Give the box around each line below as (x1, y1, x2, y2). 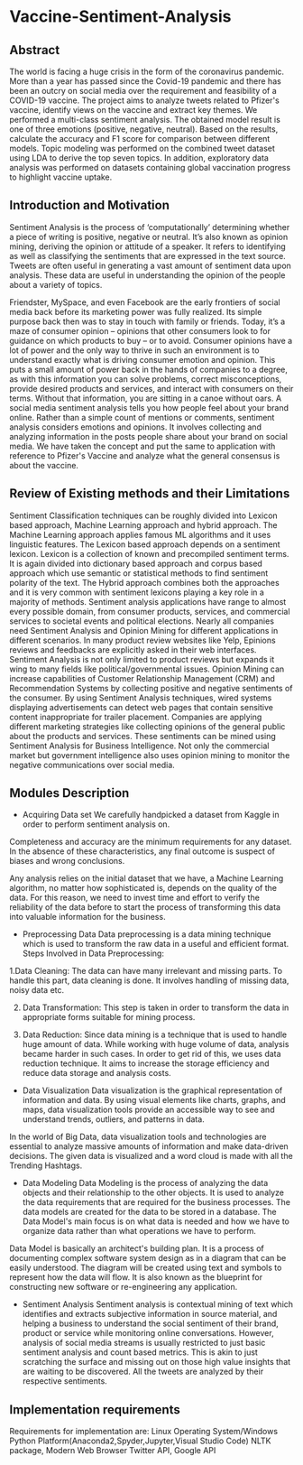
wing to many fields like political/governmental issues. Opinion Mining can (9, 663, 285, 674)
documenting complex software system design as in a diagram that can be (9, 1253, 287, 1264)
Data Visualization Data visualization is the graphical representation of (22, 1085, 283, 1096)
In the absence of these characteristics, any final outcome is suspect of (9, 846, 275, 857)
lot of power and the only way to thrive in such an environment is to (9, 345, 260, 356)
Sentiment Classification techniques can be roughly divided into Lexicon (9, 510, 278, 521)
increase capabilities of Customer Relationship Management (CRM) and (9, 672, 275, 683)
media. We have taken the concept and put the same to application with (9, 440, 276, 451)
